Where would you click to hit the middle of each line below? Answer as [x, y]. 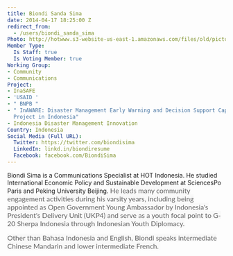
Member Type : [26, 46]
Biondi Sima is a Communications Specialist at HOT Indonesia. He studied [112, 175]
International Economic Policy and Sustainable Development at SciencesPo [114, 182]
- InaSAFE [21, 91]
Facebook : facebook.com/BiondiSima [65, 156]
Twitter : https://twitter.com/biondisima [74, 143]
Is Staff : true [35, 53]
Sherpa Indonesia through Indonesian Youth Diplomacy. [101, 223]
